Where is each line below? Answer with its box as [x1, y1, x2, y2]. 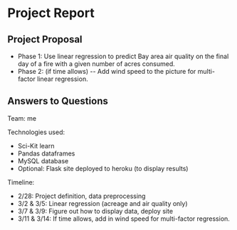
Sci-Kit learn [17, 141, 55, 150]
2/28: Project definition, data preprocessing [17, 192, 146, 200]
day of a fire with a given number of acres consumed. [17, 60, 176, 68]
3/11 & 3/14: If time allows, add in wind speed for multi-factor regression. [17, 214, 230, 223]
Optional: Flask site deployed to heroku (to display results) [17, 164, 189, 172]
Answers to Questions [7, 95, 108, 107]
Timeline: [7, 177, 35, 186]
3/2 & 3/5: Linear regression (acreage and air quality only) [17, 199, 188, 207]
